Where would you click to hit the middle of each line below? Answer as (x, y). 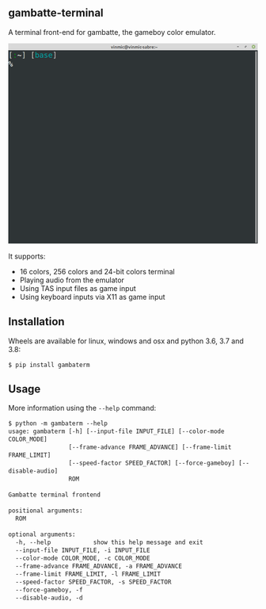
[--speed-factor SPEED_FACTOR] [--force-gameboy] (152, 463)
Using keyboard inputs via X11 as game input (92, 297)
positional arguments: (46, 511)
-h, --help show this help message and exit (109, 542)
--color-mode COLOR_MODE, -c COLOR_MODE (83, 558)
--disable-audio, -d (49, 598)
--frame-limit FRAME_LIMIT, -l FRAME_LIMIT (88, 574)
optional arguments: (42, 534)
